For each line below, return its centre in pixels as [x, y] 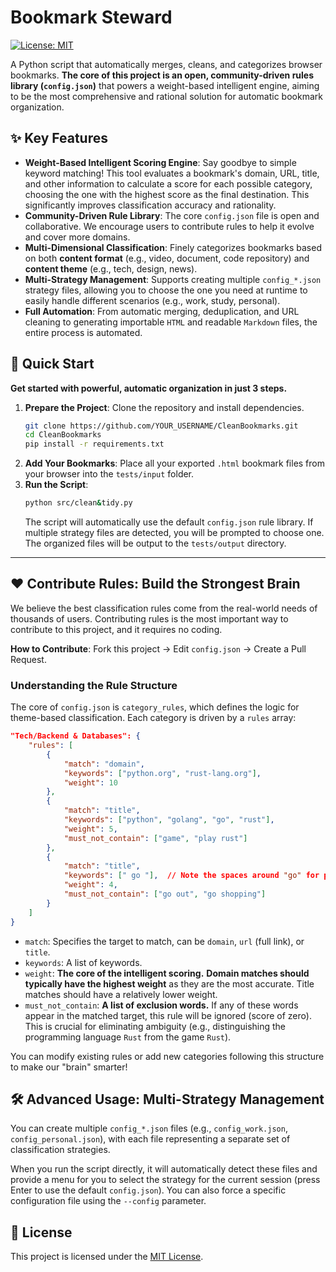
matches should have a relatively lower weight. [121, 994]
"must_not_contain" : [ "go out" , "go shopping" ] [165, 894]
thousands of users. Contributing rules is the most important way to [149, 618]
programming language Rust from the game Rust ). [128, 1037]
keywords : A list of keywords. [83, 962]
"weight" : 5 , [90, 829]
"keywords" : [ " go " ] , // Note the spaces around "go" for [191, 876]
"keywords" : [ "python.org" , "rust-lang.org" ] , [162, 773]
